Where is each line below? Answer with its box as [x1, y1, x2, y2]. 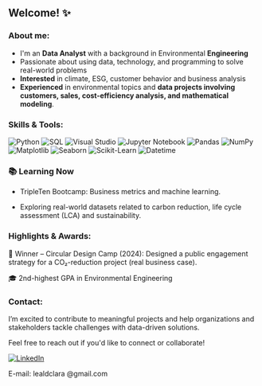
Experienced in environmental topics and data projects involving [19, 82, 236, 92]
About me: [8, 30, 50, 41]
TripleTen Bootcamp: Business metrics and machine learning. [19, 187, 221, 197]
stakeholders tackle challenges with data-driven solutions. [8, 322, 200, 332]
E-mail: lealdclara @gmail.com [8, 368, 108, 378]
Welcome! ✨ [8, 6, 72, 20]
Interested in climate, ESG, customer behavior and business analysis [19, 73, 246, 83]
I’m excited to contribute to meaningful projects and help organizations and [8, 314, 255, 323]
